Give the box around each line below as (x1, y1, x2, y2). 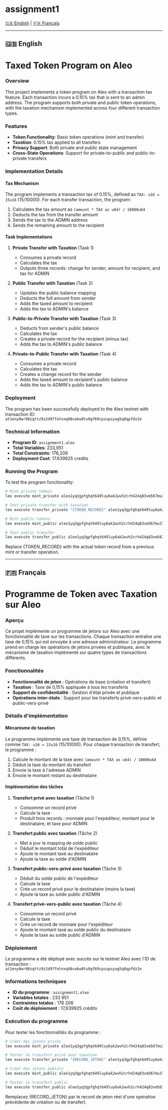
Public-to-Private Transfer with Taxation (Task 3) (12, 315, 116, 321)
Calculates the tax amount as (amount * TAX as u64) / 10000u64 (12, 206, 145, 212)
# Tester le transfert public (5, 1080, 68, 1085)
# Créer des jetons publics (5, 1066, 64, 1071)
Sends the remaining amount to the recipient (12, 222, 104, 228)
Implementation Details (5, 168, 63, 175)
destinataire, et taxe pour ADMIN (19, 820, 87, 827)
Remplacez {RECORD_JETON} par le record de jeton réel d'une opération (5, 1093, 156, 1099)
